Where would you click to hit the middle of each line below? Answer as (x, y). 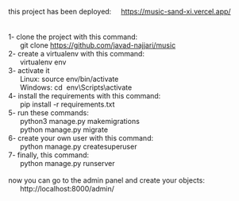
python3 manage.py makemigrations (80, 121)
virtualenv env (43, 62)
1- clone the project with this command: (73, 37)
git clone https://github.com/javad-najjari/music (98, 45)
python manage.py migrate (64, 129)
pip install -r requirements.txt (67, 104)
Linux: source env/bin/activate (69, 79)
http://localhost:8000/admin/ (67, 189)
